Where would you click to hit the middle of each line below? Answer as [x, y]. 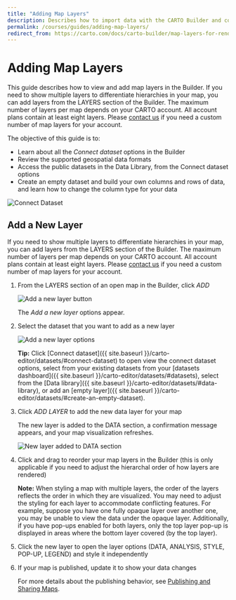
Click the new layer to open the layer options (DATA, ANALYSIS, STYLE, [121, 547]
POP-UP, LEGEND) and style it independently [83, 554]
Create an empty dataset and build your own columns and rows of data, [121, 182]
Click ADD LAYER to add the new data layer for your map [100, 412]
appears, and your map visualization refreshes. [85, 433]
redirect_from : [29, 33]
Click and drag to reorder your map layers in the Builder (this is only [115, 460]
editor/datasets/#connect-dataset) [67, 361]
